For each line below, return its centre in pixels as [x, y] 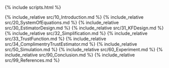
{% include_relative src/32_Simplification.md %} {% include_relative [76, 33]
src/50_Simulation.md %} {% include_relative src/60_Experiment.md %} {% [84, 49]
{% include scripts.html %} [33, 7]
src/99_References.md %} [32, 60]
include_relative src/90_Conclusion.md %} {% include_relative [70, 55]
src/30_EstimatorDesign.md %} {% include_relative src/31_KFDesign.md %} [84, 28]
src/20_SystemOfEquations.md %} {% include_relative [62, 23]
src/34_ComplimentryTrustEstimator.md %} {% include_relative [71, 44]
